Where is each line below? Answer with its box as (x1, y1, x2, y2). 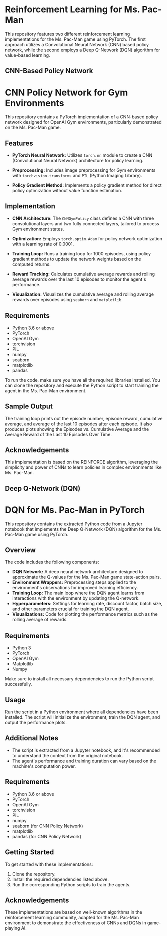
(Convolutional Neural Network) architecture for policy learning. (12, 158, 144, 164)
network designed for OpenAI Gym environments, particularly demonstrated (5, 119, 162, 125)
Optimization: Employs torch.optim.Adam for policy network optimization (12, 235, 162, 241)
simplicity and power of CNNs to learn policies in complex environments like (5, 464, 162, 470)
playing (5, 925, 20, 931)
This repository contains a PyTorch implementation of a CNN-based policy (5, 114, 158, 120)
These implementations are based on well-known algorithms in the (5, 909, 142, 915)
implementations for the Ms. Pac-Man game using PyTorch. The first (5, 36, 146, 42)
